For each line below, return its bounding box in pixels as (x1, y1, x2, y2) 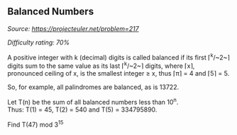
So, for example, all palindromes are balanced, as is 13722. (7, 83, 180, 91)
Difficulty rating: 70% (7, 38, 70, 47)
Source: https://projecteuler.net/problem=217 (7, 24, 140, 33)
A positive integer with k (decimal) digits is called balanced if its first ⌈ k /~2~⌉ (7, 52, 231, 61)
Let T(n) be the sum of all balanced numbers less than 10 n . (7, 97, 179, 106)
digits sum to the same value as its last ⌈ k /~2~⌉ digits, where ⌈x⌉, (7, 60, 195, 70)
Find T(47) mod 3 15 (7, 119, 64, 129)
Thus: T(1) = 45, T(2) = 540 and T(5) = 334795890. (7, 105, 158, 114)
